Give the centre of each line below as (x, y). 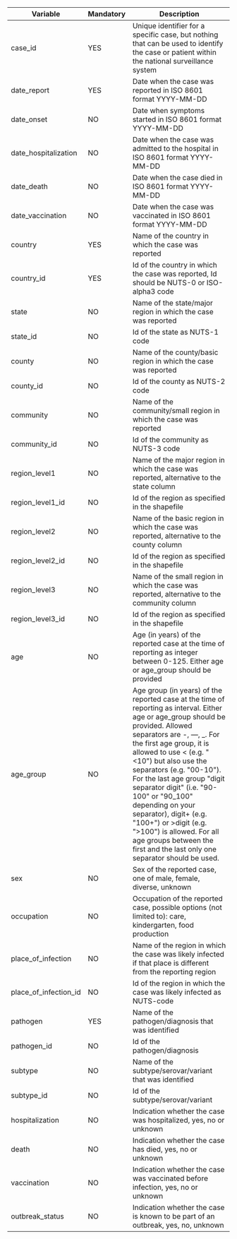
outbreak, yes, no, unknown (178, 1225)
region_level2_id (38, 561)
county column (157, 545)
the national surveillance (173, 61)
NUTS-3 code (156, 449)
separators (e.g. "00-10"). (177, 770)
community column (164, 603)
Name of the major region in (178, 460)
